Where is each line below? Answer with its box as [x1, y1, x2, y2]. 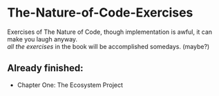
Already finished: [7, 62, 84, 74]
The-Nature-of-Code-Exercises [7, 5, 193, 21]
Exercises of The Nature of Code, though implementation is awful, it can [7, 28, 213, 36]
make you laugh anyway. [7, 35, 78, 43]
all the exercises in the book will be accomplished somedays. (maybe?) [7, 42, 210, 50]
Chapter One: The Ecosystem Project [17, 81, 123, 89]
